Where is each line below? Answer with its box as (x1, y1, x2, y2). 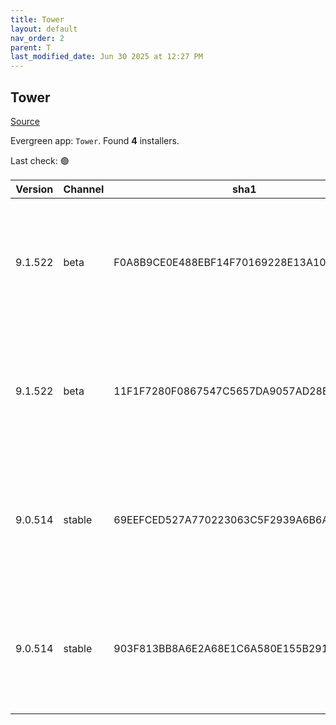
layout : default (10, 24, 78, 34)
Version (15, 182, 54, 196)
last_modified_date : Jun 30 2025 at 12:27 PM (10, 52, 203, 62)
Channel (63, 182, 105, 196)
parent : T (10, 42, 52, 53)
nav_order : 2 (10, 33, 65, 43)
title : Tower (10, 14, 65, 25)
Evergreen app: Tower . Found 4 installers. (10, 134, 180, 146)
